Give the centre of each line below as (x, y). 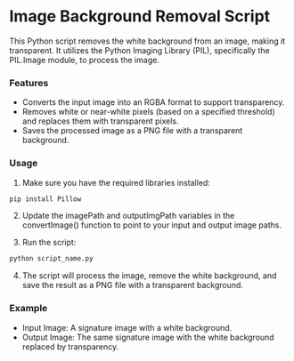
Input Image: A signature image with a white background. (127, 327)
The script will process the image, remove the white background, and (149, 276)
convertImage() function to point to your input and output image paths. (152, 225)
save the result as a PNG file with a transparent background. (132, 285)
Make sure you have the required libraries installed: (116, 182)
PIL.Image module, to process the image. (85, 60)
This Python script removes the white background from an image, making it (147, 41)
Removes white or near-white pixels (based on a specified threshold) (149, 112)
